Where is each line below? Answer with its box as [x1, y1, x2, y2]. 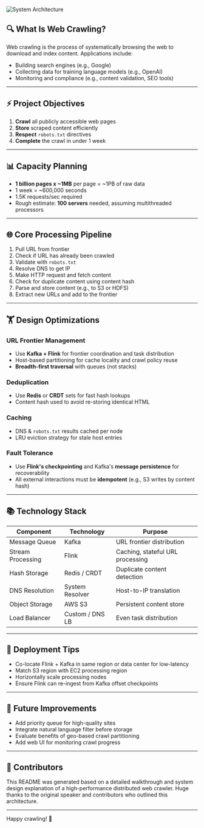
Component [16, 527, 52, 536]
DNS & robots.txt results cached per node [15, 427, 123, 435]
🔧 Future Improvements [6, 703, 97, 714]
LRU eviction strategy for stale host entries [15, 433, 123, 441]
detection [115, 572, 143, 581]
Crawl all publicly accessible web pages [15, 117, 117, 125]
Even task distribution [115, 613, 178, 622]
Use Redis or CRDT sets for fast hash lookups [15, 392, 131, 399]
